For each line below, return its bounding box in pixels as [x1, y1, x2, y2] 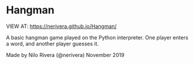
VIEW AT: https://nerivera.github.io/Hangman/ [6, 23, 117, 30]
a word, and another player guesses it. [6, 40, 99, 47]
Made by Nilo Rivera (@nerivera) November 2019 [6, 51, 125, 58]
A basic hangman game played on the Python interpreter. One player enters [6, 34, 189, 41]
